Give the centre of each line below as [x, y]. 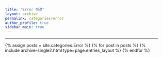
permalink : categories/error [34, 18]
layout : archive [21, 14]
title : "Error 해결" [25, 9]
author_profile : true [27, 23]
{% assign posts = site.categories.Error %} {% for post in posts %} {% [75, 46]
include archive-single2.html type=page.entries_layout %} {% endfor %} [78, 50]
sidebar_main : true [25, 27]
